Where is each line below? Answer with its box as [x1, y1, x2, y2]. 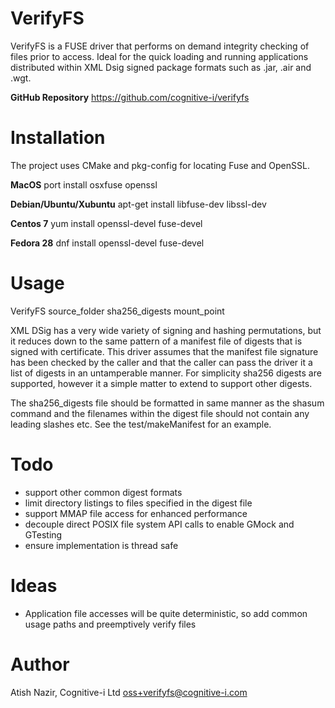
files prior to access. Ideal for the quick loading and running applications [10, 50, 309, 62]
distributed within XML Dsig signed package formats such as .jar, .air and [10, 61, 312, 73]
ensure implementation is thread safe [24, 539, 179, 551]
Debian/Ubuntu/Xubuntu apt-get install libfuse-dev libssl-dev [10, 198, 267, 210]
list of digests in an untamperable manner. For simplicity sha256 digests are [10, 367, 322, 379]
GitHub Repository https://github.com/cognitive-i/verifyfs [10, 91, 250, 103]
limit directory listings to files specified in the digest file [24, 497, 253, 509]
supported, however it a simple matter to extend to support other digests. [10, 377, 313, 389]
